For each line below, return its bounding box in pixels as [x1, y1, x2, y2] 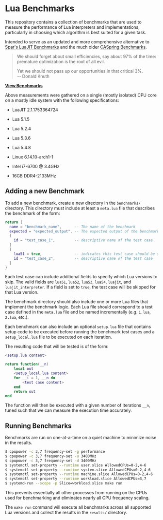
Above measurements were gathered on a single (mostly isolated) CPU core [5, 92, 157, 98]
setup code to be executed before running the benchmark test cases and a [5, 329, 155, 335]
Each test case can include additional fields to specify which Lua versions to [5, 274, 158, 280]
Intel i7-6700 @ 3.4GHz [12, 163, 60, 169]
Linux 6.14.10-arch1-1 [12, 154, 53, 160]
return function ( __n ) [5, 362, 49, 367]
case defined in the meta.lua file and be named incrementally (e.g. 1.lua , [5, 309, 151, 315]
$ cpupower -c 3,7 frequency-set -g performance [5, 449, 105, 454]
